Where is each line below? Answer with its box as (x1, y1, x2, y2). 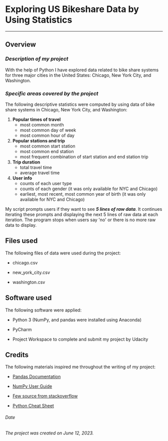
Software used (5, 293, 52, 302)
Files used (5, 237, 38, 245)
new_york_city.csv (12, 269, 50, 275)
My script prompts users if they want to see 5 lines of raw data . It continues (5, 206, 162, 212)
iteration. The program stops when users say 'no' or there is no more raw (5, 217, 156, 223)
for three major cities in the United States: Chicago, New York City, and (5, 72, 151, 78)
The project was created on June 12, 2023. (5, 430, 94, 436)
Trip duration (12, 159, 40, 165)
